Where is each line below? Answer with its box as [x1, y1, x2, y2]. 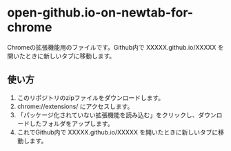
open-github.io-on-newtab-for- [7, 5, 194, 21]
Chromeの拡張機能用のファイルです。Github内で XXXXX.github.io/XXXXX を [7, 43, 224, 51]
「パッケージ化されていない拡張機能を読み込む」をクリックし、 [17, 110, 199, 119]
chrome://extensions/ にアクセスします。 [17, 102, 134, 110]
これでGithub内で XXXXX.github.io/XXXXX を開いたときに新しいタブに [17, 128, 219, 136]
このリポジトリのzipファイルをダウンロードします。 [17, 93, 165, 101]
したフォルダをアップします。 [29, 119, 114, 128]
